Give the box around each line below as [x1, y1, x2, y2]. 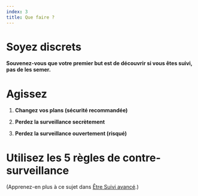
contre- [122, 151, 162, 164]
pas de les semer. [6, 66, 51, 73]
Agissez [6, 87, 48, 100]
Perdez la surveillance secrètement [14, 118, 105, 125]
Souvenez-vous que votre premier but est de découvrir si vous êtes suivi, [6, 60, 193, 67]
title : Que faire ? [6, 14, 55, 20]
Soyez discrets [6, 40, 82, 54]
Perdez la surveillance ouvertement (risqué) [14, 130, 127, 137]
